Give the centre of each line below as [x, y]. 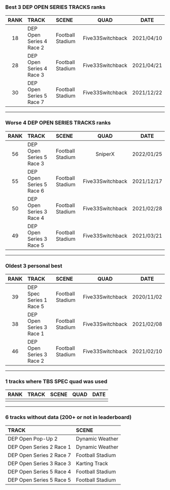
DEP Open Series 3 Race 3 [39, 464]
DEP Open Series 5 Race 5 [39, 480]
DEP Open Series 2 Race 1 [39, 447]
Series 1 [37, 300]
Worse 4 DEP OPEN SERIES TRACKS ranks [58, 123]
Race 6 [36, 191]
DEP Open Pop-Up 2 [33, 439]
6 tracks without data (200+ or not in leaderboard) [68, 418]
